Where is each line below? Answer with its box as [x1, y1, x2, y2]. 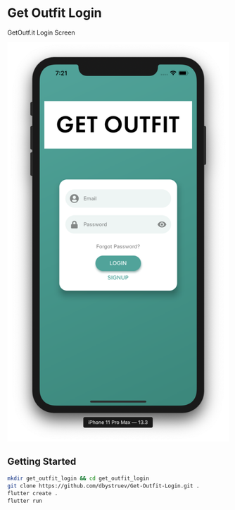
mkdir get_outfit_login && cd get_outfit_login [7, 475, 150, 482]
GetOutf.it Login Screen [7, 28, 75, 37]
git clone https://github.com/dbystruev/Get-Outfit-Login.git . [7, 482, 200, 490]
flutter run [7, 497, 42, 504]
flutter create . [7, 490, 58, 497]
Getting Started [7, 455, 77, 467]
